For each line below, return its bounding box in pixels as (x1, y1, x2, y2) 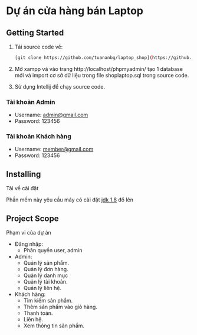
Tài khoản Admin (6, 97, 55, 106)
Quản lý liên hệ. (23, 285, 62, 292)
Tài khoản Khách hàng (6, 132, 72, 141)
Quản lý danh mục (23, 272, 68, 279)
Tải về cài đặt (6, 185, 39, 192)
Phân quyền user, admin (23, 247, 83, 254)
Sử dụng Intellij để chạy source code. (14, 83, 105, 90)
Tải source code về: (14, 43, 63, 50)
